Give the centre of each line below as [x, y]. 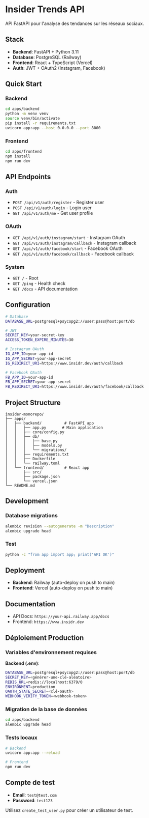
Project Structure [33, 402]
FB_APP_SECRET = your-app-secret [38, 382]
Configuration [28, 305]
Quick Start [24, 84]
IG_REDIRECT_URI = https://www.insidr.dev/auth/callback [64, 363]
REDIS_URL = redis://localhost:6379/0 [44, 682]
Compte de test [30, 783]
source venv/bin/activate [32, 119]
